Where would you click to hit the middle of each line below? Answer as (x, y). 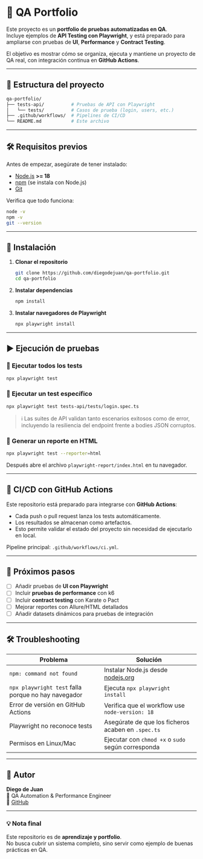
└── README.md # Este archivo (58, 121)
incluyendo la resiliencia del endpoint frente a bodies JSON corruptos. (108, 425)
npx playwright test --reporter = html (54, 453)
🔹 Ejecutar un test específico (49, 394)
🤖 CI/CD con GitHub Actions (60, 490)
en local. (26, 535)
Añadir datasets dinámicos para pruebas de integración (84, 613)
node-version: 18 (129, 712)
